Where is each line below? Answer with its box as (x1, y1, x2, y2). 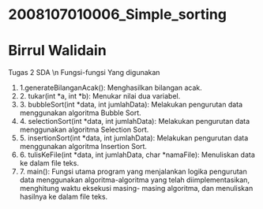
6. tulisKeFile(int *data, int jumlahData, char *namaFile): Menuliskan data (19, 150, 255, 159)
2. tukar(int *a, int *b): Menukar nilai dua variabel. (19, 91, 181, 101)
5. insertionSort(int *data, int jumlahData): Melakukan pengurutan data (19, 133, 249, 143)
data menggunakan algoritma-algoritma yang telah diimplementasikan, (19, 175, 250, 185)
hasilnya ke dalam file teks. (19, 192, 108, 202)
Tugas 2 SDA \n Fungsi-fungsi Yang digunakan (8, 68, 160, 77)
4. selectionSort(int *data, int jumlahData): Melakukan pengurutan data (19, 117, 250, 126)
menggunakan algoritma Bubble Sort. (19, 108, 142, 118)
